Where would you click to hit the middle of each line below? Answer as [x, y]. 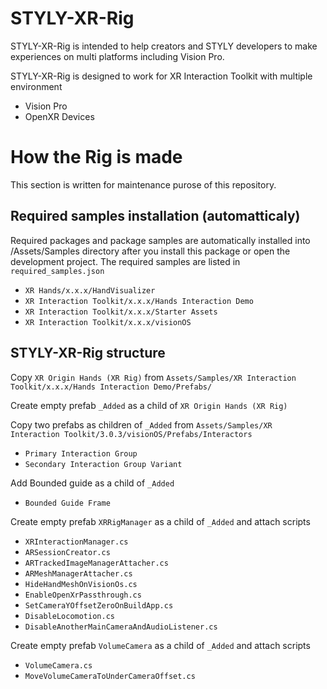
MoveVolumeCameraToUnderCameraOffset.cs [110, 676]
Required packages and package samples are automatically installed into [160, 240]
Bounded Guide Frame [67, 503]
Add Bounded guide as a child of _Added [92, 483]
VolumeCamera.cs [58, 665]
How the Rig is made [96, 157]
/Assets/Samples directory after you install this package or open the [150, 251]
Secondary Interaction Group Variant [103, 464]
